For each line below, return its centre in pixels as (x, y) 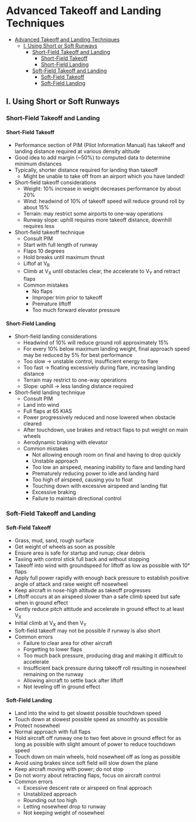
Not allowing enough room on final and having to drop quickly (106, 455)
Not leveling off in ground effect (62, 687)
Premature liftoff (51, 304)
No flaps (42, 291)
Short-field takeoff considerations (55, 182)
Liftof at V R (37, 264)
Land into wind (41, 405)
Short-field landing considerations (56, 337)
